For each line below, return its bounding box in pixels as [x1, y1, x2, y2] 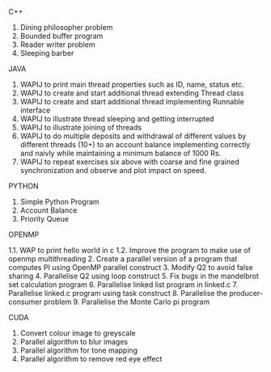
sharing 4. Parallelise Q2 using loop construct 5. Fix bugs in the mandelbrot [8, 271, 259, 281]
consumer [8, 297, 43, 306]
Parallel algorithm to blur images [19, 337, 128, 346]
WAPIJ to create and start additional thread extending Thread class [19, 88, 244, 98]
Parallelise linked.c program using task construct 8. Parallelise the [8, 289, 228, 298]
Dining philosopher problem [19, 23, 113, 32]
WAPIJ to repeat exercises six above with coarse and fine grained [19, 157, 240, 167]
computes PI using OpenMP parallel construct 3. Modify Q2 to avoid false [8, 263, 253, 272]
